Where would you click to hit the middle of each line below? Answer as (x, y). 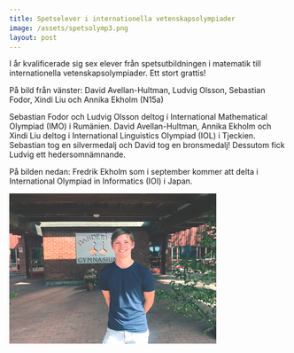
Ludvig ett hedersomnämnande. (67, 154)
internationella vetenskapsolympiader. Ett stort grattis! (108, 73)
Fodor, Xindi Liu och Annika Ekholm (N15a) (86, 100)
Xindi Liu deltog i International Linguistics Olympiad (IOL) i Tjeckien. (132, 136)
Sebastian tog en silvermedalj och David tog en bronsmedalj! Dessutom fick (147, 145)
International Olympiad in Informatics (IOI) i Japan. (101, 181)
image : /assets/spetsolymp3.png (69, 28)
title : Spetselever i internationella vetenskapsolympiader (123, 19)
